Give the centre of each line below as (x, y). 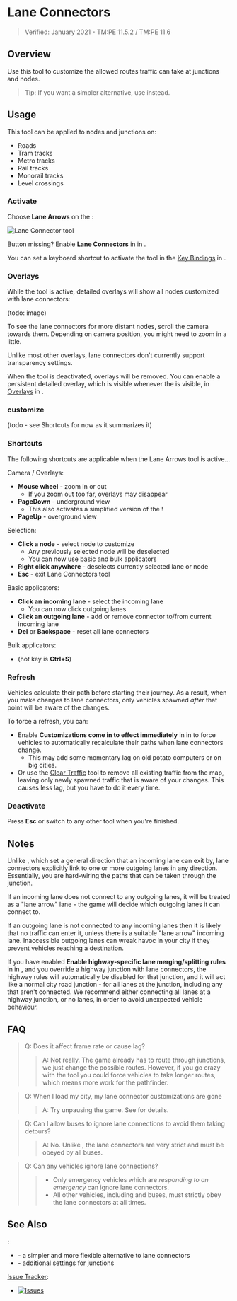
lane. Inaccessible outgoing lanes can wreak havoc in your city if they (109, 941)
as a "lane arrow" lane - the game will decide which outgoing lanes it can (114, 904)
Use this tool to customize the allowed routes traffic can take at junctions (114, 71)
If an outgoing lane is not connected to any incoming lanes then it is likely (114, 926)
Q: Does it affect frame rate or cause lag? (85, 1046)
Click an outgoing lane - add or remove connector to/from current (114, 616)
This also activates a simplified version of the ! (96, 509)
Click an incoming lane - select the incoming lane (91, 601)
